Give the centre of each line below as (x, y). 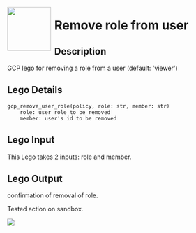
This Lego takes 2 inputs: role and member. (69, 157)
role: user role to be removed (65, 112)
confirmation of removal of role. (53, 195)
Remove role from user (122, 26)
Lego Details (35, 90)
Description (81, 51)
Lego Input (31, 140)
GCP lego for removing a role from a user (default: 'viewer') (92, 68)
